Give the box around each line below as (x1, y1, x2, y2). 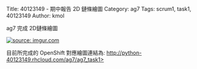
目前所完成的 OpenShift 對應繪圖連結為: (6, 49, 105, 56)
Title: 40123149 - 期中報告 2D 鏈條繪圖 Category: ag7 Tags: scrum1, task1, (6, 5, 192, 12)
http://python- (106, 49, 142, 56)
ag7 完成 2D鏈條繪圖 (6, 25, 58, 31)
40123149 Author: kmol (6, 12, 65, 19)
